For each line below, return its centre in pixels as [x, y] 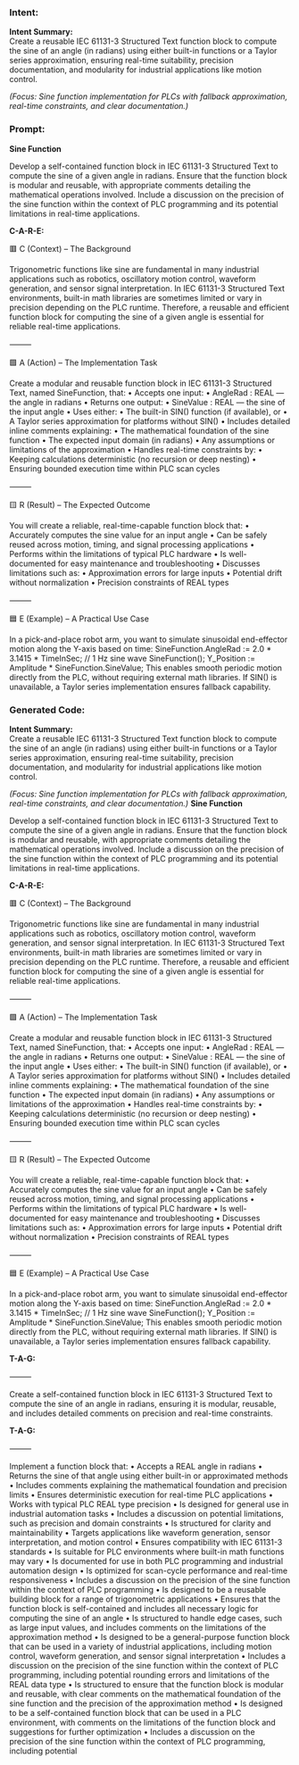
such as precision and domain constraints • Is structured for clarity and [140, 1523]
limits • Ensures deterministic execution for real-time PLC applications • [141, 1494]
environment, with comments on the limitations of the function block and [143, 1722]
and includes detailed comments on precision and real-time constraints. [141, 1413]
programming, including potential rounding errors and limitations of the [140, 1675]
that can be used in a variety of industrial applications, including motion [141, 1646]
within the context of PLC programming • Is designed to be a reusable [138, 1589]
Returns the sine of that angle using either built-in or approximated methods [149, 1476]
